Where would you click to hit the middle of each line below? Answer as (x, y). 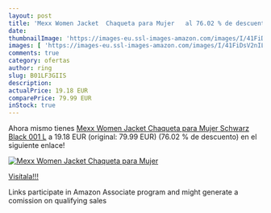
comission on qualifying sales (58, 201)
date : (17, 31)
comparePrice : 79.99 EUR (50, 98)
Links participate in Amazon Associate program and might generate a (123, 192)
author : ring (30, 68)
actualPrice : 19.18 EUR (48, 90)
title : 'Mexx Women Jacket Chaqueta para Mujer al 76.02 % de (120, 23)
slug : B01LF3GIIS (38, 76)
